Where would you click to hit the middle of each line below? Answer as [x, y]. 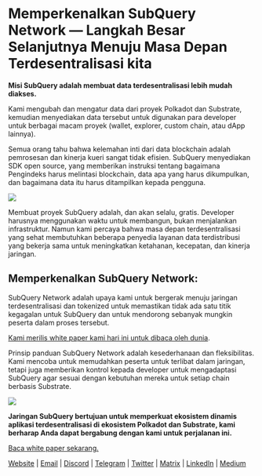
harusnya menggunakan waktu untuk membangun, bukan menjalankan [123, 220]
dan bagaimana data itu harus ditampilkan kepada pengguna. [107, 182]
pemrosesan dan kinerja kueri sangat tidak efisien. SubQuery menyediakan [129, 157]
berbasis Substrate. [40, 386]
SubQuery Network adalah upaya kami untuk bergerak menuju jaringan [123, 297]
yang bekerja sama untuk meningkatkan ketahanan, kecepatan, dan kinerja [129, 245]
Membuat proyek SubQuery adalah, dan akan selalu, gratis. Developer [121, 212]
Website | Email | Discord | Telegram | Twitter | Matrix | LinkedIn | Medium [127, 463]
